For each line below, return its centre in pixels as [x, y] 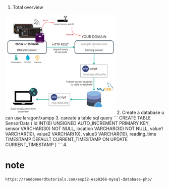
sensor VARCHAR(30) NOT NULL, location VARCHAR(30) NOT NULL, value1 [84, 129]
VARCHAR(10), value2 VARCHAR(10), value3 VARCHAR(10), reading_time [81, 134]
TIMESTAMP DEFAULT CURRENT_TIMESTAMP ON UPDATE [67, 139]
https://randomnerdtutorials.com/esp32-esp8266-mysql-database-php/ [79, 179]
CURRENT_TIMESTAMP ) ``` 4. [36, 145]
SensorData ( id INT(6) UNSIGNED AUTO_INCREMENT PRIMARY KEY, [78, 123]
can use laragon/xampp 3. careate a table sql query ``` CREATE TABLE [78, 118]
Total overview [28, 7]
